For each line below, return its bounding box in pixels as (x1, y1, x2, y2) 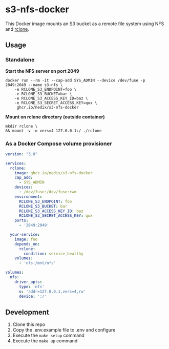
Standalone (5, 56, 35, 64)
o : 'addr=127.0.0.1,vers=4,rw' (18, 289, 86, 294)
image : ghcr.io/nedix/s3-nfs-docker (14, 170, 93, 175)
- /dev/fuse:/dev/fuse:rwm (18, 190, 77, 195)
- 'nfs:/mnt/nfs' (18, 260, 56, 266)
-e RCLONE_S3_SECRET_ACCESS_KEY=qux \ (14, 100, 97, 106)
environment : (14, 194, 43, 199)
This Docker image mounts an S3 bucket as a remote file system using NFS (5, 20, 164, 27)
